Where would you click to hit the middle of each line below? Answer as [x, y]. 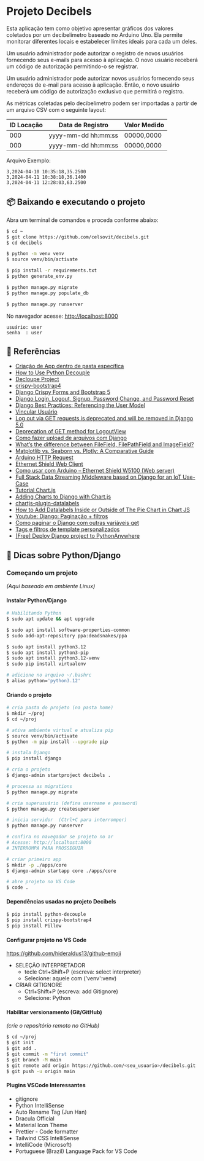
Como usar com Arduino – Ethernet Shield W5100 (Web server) [95, 471]
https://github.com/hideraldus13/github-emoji [64, 953]
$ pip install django [34, 758]
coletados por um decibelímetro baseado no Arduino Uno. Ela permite [94, 34]
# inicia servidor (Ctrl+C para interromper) [67, 820]
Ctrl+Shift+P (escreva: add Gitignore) [71, 991]
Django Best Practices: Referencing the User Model [80, 405]
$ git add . [21, 1049]
